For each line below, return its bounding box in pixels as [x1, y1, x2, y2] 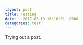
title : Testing [5, 12, 37, 17]
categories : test [5, 21, 41, 26]
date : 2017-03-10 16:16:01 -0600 [5, 16, 79, 21]
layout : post [5, 7, 32, 12]
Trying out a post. [5, 34, 41, 40]
